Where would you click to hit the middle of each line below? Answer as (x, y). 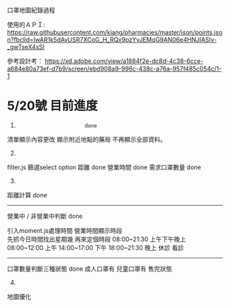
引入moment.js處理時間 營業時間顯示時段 (65, 230)
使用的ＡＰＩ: (26, 25)
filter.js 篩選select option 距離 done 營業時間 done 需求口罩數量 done (104, 167)
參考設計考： (25, 61)
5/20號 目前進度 (52, 106)
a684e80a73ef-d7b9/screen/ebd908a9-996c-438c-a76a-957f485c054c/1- (115, 69)
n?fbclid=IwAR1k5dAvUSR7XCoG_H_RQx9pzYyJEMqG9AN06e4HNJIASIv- (112, 39)
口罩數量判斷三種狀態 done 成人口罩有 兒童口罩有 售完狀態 (90, 269)
